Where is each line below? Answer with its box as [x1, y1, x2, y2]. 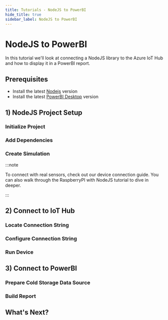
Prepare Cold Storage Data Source [5, 279, 90, 286]
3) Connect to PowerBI [5, 264, 77, 273]
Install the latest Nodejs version [12, 89, 78, 95]
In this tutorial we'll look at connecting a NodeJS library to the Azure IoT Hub [5, 55, 163, 61]
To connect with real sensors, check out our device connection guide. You [5, 172, 159, 178]
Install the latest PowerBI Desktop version [12, 94, 99, 100]
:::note [5, 162, 19, 168]
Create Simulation [5, 150, 50, 157]
